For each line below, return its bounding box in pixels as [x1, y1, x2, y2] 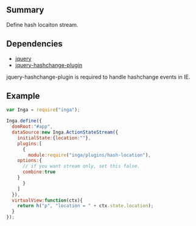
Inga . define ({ [6, 118, 43, 124]
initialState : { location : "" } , [17, 135, 91, 141]
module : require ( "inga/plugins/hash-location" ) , [28, 152, 151, 158]
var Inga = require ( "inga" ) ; [6, 107, 80, 113]
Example [6, 91, 40, 101]
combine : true [22, 169, 56, 175]
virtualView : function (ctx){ [12, 197, 83, 203]
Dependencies [6, 39, 63, 49]
